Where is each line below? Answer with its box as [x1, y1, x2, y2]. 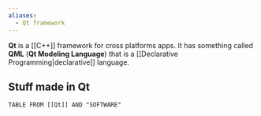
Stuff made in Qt [8, 80, 91, 93]
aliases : [8, 11, 37, 20]
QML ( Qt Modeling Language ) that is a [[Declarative [8, 49, 179, 58]
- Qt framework [15, 19, 65, 27]
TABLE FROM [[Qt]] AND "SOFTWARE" [8, 101, 122, 109]
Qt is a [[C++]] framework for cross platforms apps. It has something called [8, 40, 254, 50]
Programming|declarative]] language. [8, 57, 130, 67]
